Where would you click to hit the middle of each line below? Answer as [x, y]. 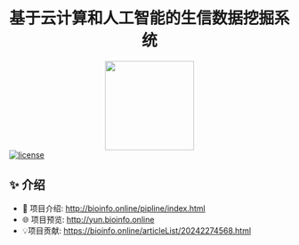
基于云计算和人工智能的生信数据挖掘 [142, 18]
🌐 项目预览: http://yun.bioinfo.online [88, 219]
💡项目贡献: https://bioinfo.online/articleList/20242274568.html [137, 230]
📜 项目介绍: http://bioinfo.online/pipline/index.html [114, 208]
